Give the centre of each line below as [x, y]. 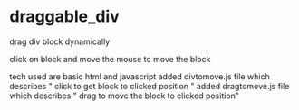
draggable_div [64, 17]
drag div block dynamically [60, 41]
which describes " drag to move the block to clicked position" [125, 96]
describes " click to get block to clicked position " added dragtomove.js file [149, 86]
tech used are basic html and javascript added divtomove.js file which [140, 76]
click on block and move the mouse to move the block [110, 59]
